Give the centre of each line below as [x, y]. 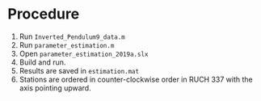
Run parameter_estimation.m [67, 44]
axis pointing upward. [55, 88]
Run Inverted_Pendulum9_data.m [72, 36]
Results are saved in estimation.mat [79, 70]
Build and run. [42, 62]
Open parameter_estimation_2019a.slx [84, 53]
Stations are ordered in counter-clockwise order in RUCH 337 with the [136, 79]
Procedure [44, 14]
